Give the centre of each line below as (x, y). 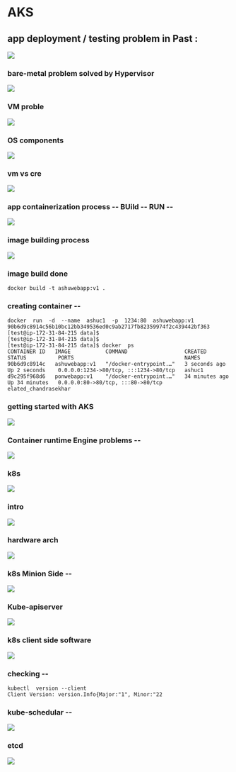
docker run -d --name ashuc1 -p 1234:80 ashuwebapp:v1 (101, 321)
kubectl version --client (47, 688)
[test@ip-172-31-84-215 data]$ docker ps (71, 346)
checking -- (28, 673)
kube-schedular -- (40, 712)
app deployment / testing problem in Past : (102, 39)
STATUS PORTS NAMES (104, 358)
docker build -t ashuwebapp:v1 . (57, 289)
